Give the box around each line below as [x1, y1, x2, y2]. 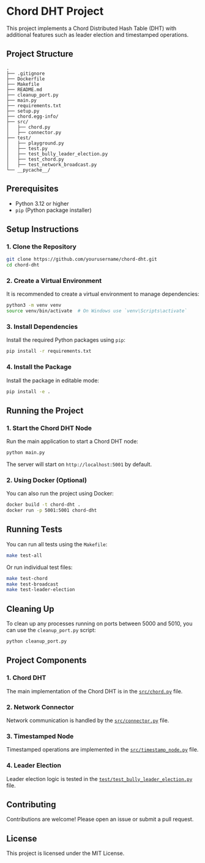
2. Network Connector [6, 703, 75, 711]
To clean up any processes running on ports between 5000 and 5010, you [6, 620, 193, 627]
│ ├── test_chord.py [6, 156, 64, 162]
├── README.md [6, 86, 43, 92]
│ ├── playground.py [6, 140, 64, 146]
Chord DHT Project [6, 4, 104, 18]
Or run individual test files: [6, 563, 73, 571]
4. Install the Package [6, 363, 72, 371]
